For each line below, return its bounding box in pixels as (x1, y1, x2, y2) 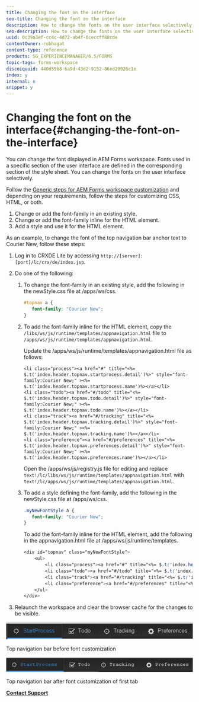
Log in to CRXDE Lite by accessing (14, 252, 99, 259)
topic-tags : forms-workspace (6, 59, 78, 65)
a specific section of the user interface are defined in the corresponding (6, 162, 182, 169)
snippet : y (6, 85, 33, 91)
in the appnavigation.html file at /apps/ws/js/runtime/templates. (23, 537, 179, 544)
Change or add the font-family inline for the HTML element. (14, 216, 160, 224)
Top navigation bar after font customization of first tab (6, 678, 138, 685)
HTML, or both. (6, 199, 43, 206)
